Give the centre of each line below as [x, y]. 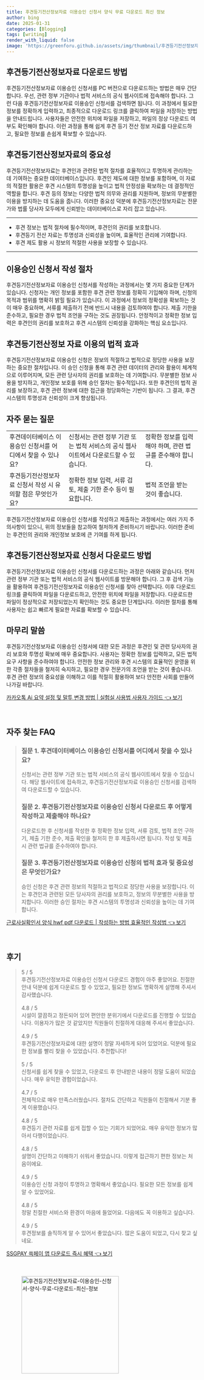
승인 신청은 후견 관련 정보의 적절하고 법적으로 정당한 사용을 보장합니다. [104, 886]
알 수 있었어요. [38, 1192]
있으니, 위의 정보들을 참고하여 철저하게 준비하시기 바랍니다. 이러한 [105, 527]
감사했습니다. [37, 995]
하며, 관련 [171, 446]
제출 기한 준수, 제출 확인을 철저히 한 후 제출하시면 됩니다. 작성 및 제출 [111, 838]
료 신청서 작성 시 [31, 485]
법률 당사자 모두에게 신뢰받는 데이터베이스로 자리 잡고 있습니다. [92, 208]
